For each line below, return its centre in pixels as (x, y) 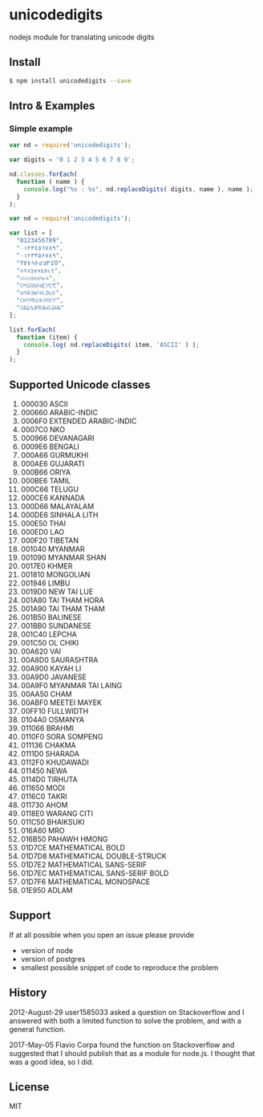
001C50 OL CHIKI (50, 643)
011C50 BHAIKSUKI (53, 822)
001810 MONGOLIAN (55, 575)
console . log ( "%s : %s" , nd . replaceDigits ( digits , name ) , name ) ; (138, 189)
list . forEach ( (33, 330)
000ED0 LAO (42, 532)
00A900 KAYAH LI (51, 669)
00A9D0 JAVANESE (53, 677)
